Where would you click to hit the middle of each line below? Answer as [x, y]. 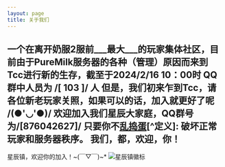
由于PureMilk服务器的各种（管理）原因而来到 [112, 62]
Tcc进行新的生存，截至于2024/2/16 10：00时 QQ [112, 75]
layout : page [26, 13]
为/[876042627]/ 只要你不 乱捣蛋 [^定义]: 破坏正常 [112, 126]
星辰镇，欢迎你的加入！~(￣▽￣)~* [57, 157]
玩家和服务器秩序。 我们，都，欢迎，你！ [94, 139]
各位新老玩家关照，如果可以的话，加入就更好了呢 [111, 100]
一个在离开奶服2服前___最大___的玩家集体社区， [109, 49]
